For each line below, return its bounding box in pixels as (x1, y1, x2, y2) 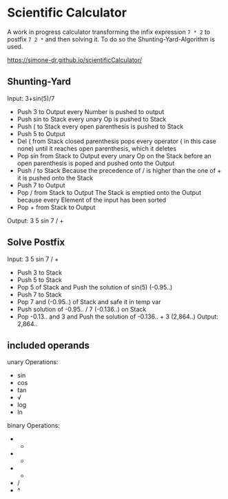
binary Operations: (7, 422, 61, 430)
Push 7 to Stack (17, 290, 62, 299)
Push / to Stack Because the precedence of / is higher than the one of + (17, 166, 222, 174)
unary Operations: (7, 358, 59, 366)
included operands (7, 339, 90, 351)
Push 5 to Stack (17, 275, 62, 284)
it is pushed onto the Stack (17, 173, 94, 182)
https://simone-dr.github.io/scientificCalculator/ (7, 55, 143, 64)
